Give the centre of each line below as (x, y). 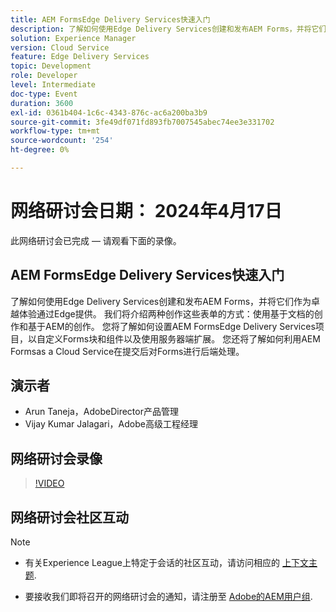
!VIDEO (49, 483)
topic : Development (51, 66)
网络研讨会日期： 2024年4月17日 (146, 211)
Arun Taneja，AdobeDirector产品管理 (101, 412)
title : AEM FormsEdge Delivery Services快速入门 (110, 19)
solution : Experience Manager (73, 38)
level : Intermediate (53, 85)
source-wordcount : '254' (62, 141)
